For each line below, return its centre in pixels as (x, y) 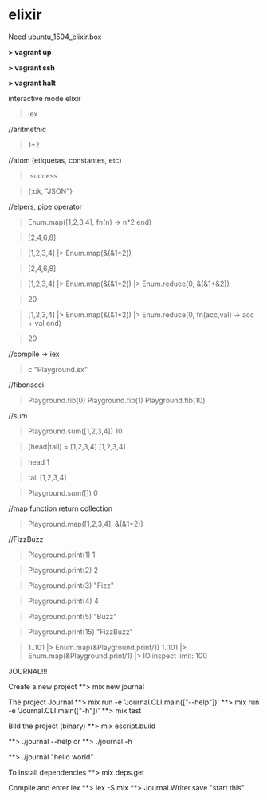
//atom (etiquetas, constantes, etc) (65, 160)
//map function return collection (61, 508)
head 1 (39, 462)
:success (43, 175)
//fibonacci (26, 385)
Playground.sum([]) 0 (63, 492)
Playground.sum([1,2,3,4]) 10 (75, 431)
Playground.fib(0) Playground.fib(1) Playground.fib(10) (116, 400)
